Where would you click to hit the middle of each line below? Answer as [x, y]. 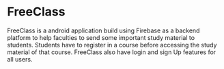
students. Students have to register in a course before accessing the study [112, 45]
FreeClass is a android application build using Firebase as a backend [103, 30]
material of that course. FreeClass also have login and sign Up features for [112, 52]
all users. [20, 59]
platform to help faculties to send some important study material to [101, 37]
